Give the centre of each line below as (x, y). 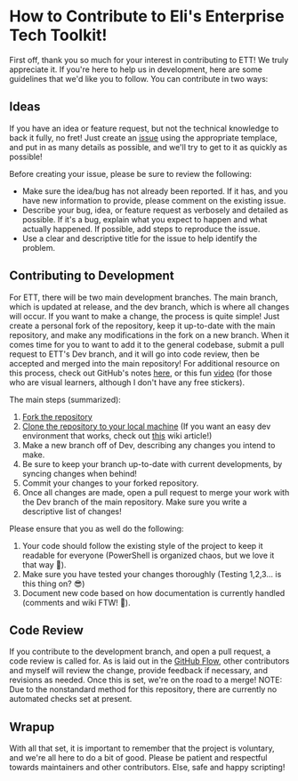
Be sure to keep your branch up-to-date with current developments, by (152, 463)
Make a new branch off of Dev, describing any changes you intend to (149, 445)
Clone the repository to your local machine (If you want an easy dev (146, 426)
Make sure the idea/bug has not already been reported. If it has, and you (155, 191)
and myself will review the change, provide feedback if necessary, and (139, 671)
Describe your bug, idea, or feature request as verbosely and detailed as (155, 210)
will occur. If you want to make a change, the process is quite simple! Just (145, 316)
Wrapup (32, 727)
